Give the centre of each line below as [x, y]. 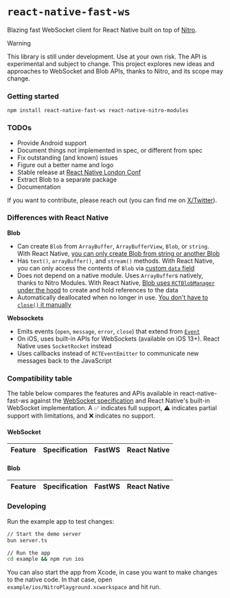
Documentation [39, 186]
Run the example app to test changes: [61, 521]
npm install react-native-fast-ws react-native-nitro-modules [98, 111]
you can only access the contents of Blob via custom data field [106, 268]
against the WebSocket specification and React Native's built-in [120, 401]
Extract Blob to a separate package [67, 179]
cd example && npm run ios [46, 559]
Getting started [33, 96]
